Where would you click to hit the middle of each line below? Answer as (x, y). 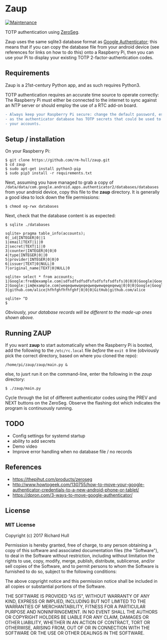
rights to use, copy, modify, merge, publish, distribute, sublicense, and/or (80, 561)
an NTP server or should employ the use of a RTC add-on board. (71, 105)
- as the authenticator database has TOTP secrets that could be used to (83, 119)
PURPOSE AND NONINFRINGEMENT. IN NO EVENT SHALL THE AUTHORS (82, 612)
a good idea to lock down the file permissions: (52, 197)
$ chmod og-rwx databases (32, 207)
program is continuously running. (39, 408)
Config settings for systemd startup (49, 436)
